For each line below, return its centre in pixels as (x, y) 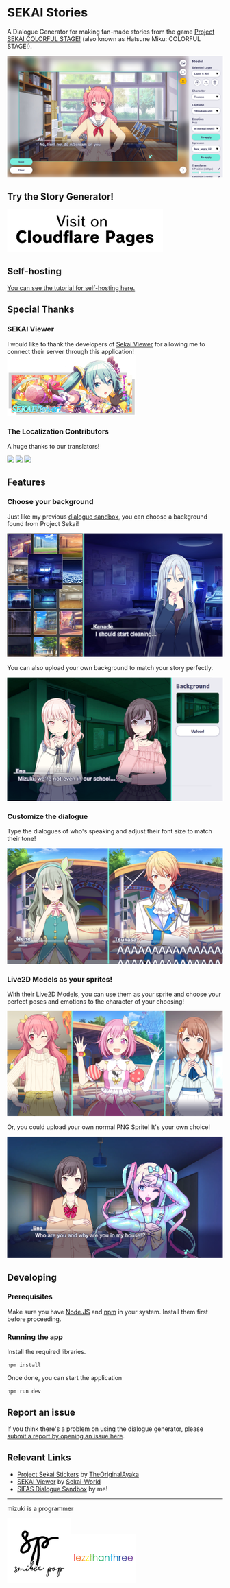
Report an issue (41, 1412)
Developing (32, 1277)
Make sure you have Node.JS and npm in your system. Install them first (108, 1312)
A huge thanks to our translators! (53, 447)
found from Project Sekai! (43, 523)
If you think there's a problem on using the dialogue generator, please (105, 1429)
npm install (24, 1365)
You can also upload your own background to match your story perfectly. (110, 667)
